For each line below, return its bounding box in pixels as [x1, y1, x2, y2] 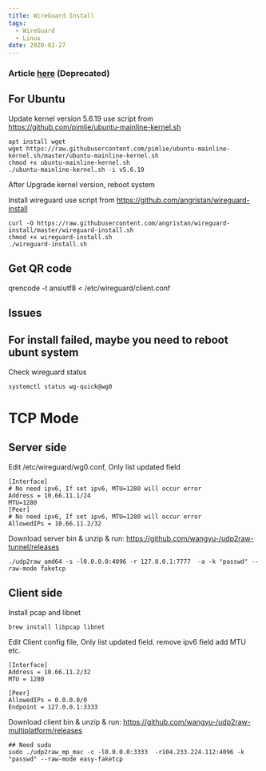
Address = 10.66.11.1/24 [8, 491, 91, 500]
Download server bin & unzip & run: [8, 533, 125, 543]
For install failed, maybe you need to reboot [8, 334, 229, 347]
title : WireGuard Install [8, 11, 94, 20]
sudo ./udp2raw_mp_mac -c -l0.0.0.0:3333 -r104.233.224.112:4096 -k [8, 748, 245, 756]
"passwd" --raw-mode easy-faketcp [8, 755, 124, 763]
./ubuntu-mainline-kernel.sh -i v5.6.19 [8, 166, 145, 174]
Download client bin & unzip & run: [8, 717, 122, 726]
